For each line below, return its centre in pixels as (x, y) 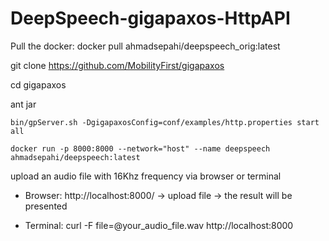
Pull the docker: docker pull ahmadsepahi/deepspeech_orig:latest (145, 46)
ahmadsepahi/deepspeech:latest (75, 157)
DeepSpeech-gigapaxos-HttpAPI (150, 18)
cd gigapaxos (38, 84)
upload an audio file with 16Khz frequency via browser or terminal (146, 176)
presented (46, 206)
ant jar (23, 104)
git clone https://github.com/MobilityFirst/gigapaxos (117, 65)
